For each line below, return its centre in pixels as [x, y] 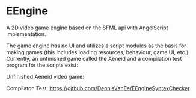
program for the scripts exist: [42, 65]
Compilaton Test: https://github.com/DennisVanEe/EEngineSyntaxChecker [98, 88]
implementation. [26, 34]
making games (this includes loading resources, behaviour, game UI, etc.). [98, 52]
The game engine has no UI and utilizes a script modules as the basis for [96, 46]
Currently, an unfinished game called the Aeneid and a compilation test [94, 58]
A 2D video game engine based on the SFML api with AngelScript [87, 28]
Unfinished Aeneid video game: [45, 76]
